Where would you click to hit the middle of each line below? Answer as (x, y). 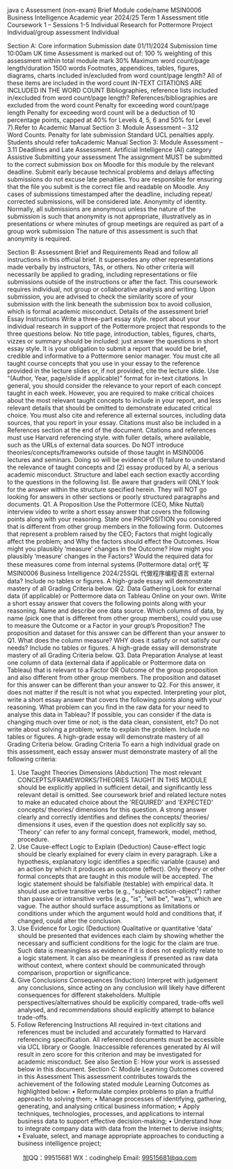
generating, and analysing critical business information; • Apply (109, 1106)
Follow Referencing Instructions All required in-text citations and (109, 1025)
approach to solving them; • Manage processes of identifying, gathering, (122, 1099)
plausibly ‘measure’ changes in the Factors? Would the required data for (110, 556)
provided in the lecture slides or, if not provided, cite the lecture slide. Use (113, 371)
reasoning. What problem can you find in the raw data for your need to (108, 707)
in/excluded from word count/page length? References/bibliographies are (112, 98)
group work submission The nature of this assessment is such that (103, 231)
